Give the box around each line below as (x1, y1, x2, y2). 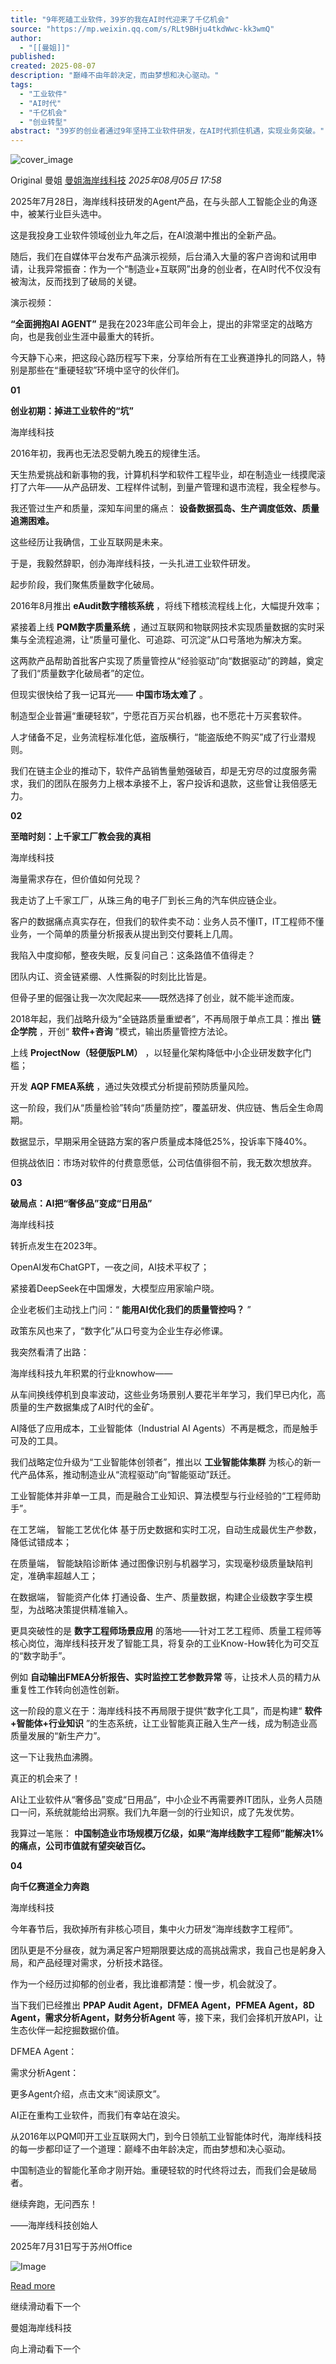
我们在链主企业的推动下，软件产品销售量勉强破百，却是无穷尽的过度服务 (10, 765, 308, 777)
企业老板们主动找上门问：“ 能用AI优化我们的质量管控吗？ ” (10, 1304, 252, 1316)
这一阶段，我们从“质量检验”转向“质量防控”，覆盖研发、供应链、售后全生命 (10, 1102, 315, 1114)
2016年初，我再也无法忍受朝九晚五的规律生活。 (10, 447, 206, 460)
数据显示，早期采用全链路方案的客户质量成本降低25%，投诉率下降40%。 (10, 1136, 313, 1148)
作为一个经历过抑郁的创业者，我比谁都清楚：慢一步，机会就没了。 (10, 1978, 282, 1990)
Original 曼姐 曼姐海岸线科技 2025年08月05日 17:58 (10, 174, 222, 186)
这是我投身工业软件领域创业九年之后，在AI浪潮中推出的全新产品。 (10, 229, 282, 241)
